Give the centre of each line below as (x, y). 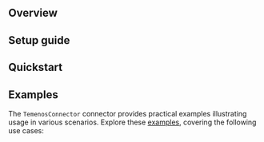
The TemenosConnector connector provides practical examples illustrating (128, 113)
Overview (33, 13)
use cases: (26, 130)
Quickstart (36, 67)
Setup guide (39, 40)
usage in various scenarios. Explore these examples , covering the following (132, 122)
